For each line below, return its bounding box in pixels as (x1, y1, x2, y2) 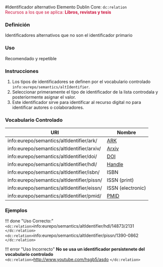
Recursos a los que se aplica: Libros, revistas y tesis (5, 9, 111, 15)
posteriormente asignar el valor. (12, 94, 76, 100)
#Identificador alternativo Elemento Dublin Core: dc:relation (5, 4, 127, 10)
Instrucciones (5, 67, 39, 74)
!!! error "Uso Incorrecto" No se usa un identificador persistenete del (5, 246, 145, 252)
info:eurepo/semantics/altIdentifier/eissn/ (7, 184, 102, 191)
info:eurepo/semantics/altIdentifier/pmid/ (7, 193, 102, 200)
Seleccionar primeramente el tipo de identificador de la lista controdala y (12, 89, 158, 95)
